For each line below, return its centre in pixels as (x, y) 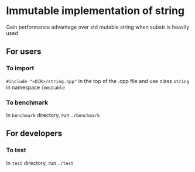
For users (24, 52)
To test (16, 150)
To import (20, 68)
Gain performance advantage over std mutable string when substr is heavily (98, 27)
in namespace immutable (36, 87)
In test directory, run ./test (40, 163)
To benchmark (27, 102)
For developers (34, 134)
